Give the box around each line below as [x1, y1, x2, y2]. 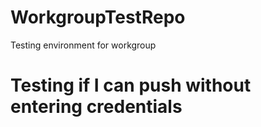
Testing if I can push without [10, 74, 252, 97]
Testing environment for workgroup [10, 39, 157, 51]
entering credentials [10, 96, 183, 118]
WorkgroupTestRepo [10, 6, 186, 29]
